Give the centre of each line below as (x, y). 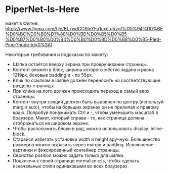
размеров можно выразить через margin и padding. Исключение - (85, 144)
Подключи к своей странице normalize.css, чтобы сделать (76, 160)
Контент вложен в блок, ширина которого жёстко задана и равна (83, 70)
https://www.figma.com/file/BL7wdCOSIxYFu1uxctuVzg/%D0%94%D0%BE (84, 28)
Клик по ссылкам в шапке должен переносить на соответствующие (87, 80)
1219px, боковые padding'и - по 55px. (53, 75)
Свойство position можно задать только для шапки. (69, 155)
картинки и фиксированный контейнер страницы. (66, 150)
